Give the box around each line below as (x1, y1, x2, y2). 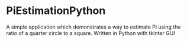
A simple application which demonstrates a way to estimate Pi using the (6, 23, 181, 30)
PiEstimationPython (6, 4, 106, 17)
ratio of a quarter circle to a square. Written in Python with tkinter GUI (6, 29, 176, 36)
